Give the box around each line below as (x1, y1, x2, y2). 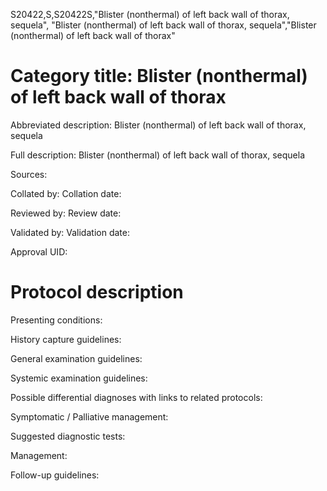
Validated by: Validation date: (10, 226, 130, 238)
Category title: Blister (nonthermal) (10, 65, 308, 88)
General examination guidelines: (10, 352, 143, 364)
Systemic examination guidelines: (10, 372, 148, 384)
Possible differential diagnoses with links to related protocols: (10, 391, 263, 403)
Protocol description (10, 281, 184, 304)
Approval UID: (10, 245, 68, 258)
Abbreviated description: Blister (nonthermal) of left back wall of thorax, (10, 119, 307, 131)
